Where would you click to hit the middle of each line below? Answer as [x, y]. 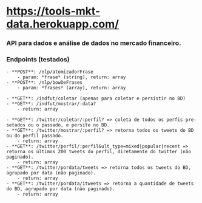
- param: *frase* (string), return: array [72, 77]
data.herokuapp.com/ [63, 24]
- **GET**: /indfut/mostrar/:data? [51, 104]
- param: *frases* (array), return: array [72, 88]
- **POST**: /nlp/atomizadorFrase [50, 72]
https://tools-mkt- [53, 11]
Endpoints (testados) [38, 60]
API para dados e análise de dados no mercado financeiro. [94, 43]
